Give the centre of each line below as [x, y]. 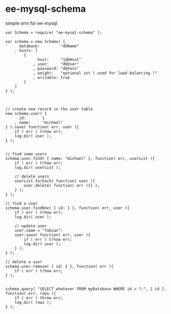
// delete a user [24, 262]
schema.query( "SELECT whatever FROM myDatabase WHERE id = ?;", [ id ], [86, 289]
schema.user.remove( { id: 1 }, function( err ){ [60, 266]
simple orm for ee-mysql [31, 23]
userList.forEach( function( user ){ [55, 181]
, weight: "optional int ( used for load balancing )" [95, 73]
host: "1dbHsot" [60, 60]
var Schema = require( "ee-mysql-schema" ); [54, 32]
